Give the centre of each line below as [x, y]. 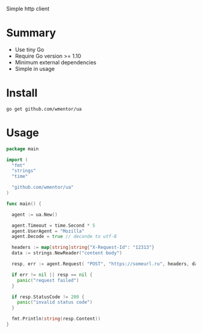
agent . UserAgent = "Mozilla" [48, 231]
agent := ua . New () [35, 215]
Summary [31, 33]
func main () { [24, 204]
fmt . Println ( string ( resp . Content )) [56, 319]
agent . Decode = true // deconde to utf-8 [64, 237]
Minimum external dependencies [56, 62]
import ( [17, 160]
